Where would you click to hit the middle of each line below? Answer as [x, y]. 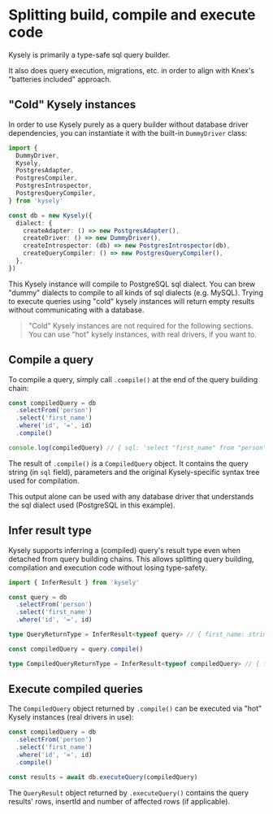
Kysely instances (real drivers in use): [71, 717]
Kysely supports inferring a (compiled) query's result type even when [125, 550]
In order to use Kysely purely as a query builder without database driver [128, 124]
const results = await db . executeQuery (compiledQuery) [103, 777]
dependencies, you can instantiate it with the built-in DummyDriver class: [128, 133]
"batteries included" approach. [60, 79]
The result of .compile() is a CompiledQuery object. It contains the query [129, 463]
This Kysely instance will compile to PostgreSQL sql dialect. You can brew [132, 284]
